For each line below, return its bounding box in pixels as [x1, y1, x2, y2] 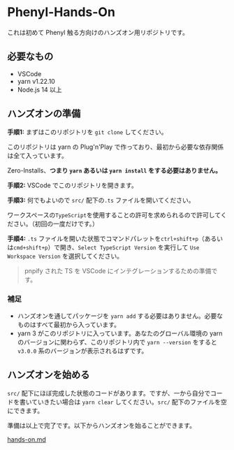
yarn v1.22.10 [17, 77, 56, 85]
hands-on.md [7, 435, 47, 444]
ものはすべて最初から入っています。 [17, 320, 121, 328]
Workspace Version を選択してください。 [7, 252, 124, 260]
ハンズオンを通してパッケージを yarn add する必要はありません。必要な [17, 312, 224, 320]
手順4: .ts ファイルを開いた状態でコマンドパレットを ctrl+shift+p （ [7, 234, 205, 242]
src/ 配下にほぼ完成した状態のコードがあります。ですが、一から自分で [7, 389, 211, 397]
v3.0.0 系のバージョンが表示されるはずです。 [17, 347, 148, 355]
